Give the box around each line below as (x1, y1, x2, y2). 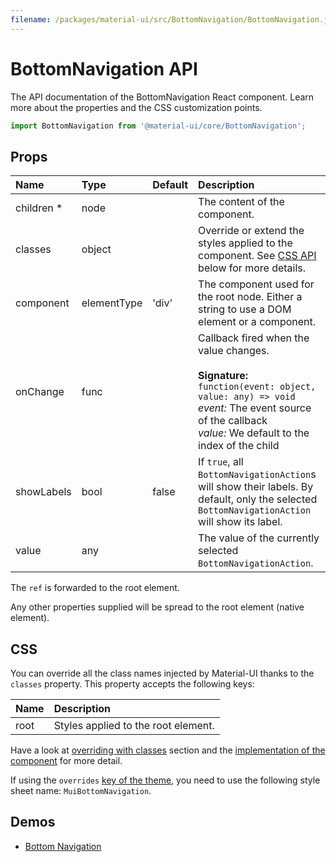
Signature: (198, 369, 249, 383)
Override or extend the (198, 224, 305, 238)
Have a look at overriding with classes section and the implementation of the (10, 744, 326, 756)
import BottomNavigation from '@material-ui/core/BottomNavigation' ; (10, 121, 307, 131)
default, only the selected (198, 492, 318, 506)
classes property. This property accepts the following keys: (10, 678, 255, 690)
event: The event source (198, 401, 312, 415)
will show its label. (198, 515, 283, 529)
